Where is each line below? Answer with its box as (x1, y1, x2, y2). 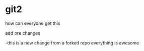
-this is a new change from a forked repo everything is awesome (5, 39, 139, 46)
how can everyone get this (5, 20, 60, 26)
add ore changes (5, 30, 41, 36)
